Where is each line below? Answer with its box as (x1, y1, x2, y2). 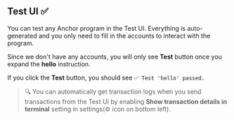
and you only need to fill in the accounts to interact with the (38, 31, 211, 40)
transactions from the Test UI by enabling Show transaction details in (24, 97, 227, 105)
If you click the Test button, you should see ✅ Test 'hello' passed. (7, 73, 205, 82)
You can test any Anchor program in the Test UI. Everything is (7, 24, 186, 32)
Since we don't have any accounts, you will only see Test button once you (7, 52, 223, 61)
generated (7, 31, 37, 40)
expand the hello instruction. (7, 59, 91, 68)
